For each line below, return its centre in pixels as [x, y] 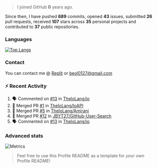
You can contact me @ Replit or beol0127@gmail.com [59, 73]
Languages [19, 39]
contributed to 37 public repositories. [42, 27]
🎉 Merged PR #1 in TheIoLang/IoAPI [48, 105]
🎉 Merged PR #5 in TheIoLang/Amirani [50, 111]
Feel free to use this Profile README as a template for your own [81, 156]
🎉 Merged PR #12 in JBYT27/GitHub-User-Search [62, 116]
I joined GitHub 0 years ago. [45, 7]
